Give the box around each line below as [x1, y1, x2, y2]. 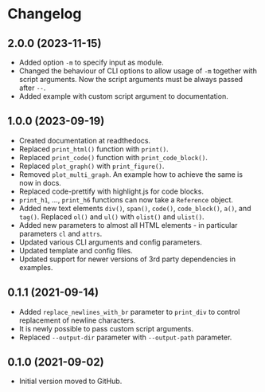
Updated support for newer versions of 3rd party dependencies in [18, 254, 236, 264]
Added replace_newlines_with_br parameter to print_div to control [18, 307, 240, 316]
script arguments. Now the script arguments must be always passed [18, 75, 244, 84]
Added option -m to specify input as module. [18, 57, 164, 67]
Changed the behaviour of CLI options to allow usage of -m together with [18, 66, 258, 76]
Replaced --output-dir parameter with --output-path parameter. [18, 332, 232, 342]
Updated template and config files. [18, 245, 133, 255]
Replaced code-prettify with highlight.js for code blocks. [18, 186, 205, 196]
